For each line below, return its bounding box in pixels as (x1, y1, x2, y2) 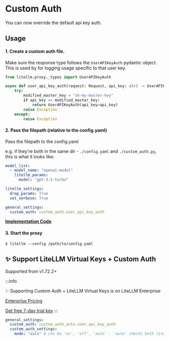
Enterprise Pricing (5, 298, 43, 304)
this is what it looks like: (5, 153, 54, 159)
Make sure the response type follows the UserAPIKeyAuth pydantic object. (5, 59, 157, 65)
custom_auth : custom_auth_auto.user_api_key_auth (10, 322, 116, 327)
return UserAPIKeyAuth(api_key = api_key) (32, 102, 118, 107)
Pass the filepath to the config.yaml (5, 138, 79, 144)
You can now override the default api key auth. (5, 20, 102, 26)
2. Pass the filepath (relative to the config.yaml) (5, 127, 107, 133)
